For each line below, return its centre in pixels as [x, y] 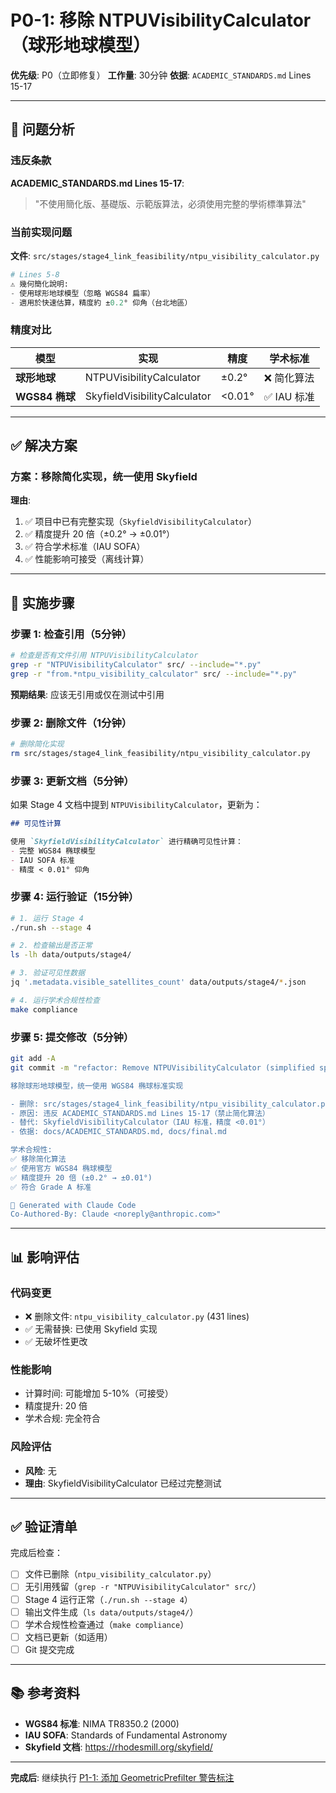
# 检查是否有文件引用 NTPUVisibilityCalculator [104, 656]
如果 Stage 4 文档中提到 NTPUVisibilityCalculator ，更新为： [136, 805]
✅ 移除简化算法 [38, 1159]
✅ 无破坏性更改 [56, 1341]
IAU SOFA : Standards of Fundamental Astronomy [126, 1735]
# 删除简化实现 [37, 744]
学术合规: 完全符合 [62, 1418]
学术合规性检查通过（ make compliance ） [107, 1624]
